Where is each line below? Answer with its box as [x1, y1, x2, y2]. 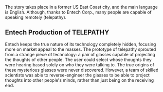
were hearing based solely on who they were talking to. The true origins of [5, 61, 155, 67]
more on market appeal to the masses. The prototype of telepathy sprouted [5, 46, 156, 52]
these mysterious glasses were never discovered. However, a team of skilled [5, 67, 159, 73]
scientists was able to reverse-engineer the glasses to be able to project [5, 72, 150, 78]
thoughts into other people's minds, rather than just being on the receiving [5, 77, 154, 83]
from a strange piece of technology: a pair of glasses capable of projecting [5, 51, 156, 57]
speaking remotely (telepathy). [5, 15, 67, 20]
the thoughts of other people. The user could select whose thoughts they [5, 57, 152, 62]
